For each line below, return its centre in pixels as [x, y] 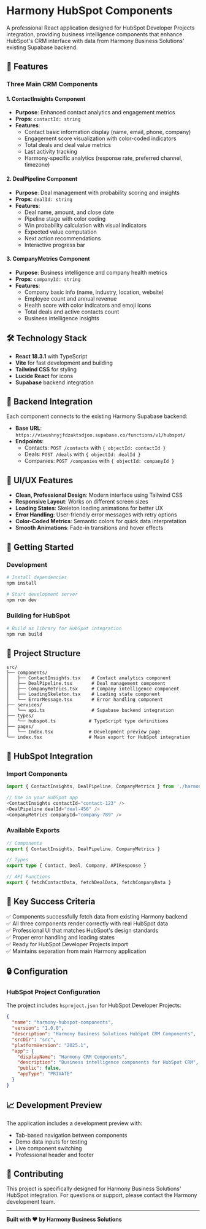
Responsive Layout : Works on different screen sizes [82, 502]
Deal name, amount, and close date [69, 212]
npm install [21, 583]
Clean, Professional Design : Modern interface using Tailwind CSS [99, 495]
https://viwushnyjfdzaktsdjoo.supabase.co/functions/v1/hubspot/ [100, 435]
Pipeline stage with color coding [65, 218]
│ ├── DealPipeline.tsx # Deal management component [86, 684]
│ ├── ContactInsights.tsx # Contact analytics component [89, 678]
